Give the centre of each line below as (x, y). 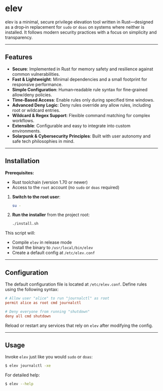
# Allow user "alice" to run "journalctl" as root (57, 298)
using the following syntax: (32, 289)
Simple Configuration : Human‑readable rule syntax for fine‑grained (80, 89)
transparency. (19, 37)
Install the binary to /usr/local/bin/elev (52, 248)
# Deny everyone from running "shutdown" (48, 311)
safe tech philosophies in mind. (43, 141)
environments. (26, 131)
